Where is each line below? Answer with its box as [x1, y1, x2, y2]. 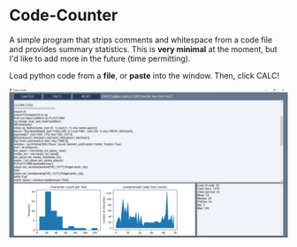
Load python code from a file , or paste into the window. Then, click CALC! [9, 70, 280, 80]
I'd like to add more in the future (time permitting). [9, 53, 191, 64]
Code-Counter [9, 5, 118, 26]
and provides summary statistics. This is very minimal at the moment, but [9, 43, 278, 54]
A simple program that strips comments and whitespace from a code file [9, 34, 272, 45]
